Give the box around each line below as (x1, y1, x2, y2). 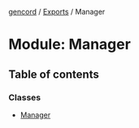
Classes (8, 92, 41, 103)
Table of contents (8, 67, 99, 81)
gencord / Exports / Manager (8, 7, 106, 16)
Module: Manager (8, 36, 132, 53)
